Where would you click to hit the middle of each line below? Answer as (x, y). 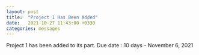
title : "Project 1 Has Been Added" (52, 17)
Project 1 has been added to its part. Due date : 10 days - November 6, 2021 (100, 45)
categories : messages (33, 28)
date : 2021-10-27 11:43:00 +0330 (51, 23)
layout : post (23, 12)
